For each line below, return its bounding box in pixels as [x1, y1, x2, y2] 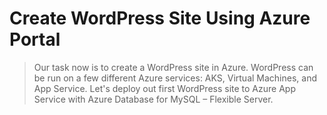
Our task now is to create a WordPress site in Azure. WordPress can [33, 61, 314, 73]
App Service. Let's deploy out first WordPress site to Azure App [33, 82, 296, 94]
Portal [9, 28, 61, 51]
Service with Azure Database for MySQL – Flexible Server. [33, 93, 274, 105]
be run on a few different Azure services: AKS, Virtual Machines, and [33, 72, 317, 84]
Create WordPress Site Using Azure [9, 7, 311, 30]
